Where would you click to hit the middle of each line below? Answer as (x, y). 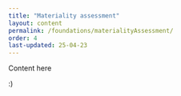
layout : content (35, 23)
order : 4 (23, 38)
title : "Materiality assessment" (64, 16)
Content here (30, 68)
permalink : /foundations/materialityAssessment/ (91, 30)
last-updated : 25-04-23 (48, 46)
